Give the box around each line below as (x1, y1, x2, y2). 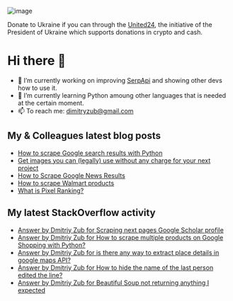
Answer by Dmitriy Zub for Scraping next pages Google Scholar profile (17, 225, 225, 234)
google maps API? (17, 256, 71, 264)
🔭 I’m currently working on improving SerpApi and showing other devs (17, 76, 223, 84)
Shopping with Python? (17, 241, 86, 249)
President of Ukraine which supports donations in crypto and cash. (7, 28, 203, 36)
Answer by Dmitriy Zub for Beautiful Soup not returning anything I (17, 278, 210, 287)
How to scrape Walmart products (17, 178, 115, 187)
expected (17, 285, 46, 294)
